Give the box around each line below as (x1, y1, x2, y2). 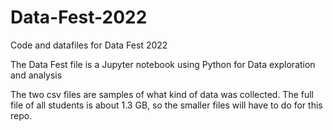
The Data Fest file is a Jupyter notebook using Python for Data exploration (10, 58, 316, 70)
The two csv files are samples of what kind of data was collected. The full (10, 88, 315, 100)
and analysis (10, 69, 63, 81)
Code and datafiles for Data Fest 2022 (10, 39, 168, 51)
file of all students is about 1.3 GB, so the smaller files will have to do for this (10, 99, 323, 111)
